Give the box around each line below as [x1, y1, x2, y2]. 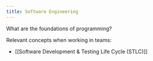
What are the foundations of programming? [6, 25, 112, 32]
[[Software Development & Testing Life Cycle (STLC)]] [14, 48, 148, 55]
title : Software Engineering [6, 8, 79, 15]
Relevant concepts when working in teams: [6, 36, 112, 43]
